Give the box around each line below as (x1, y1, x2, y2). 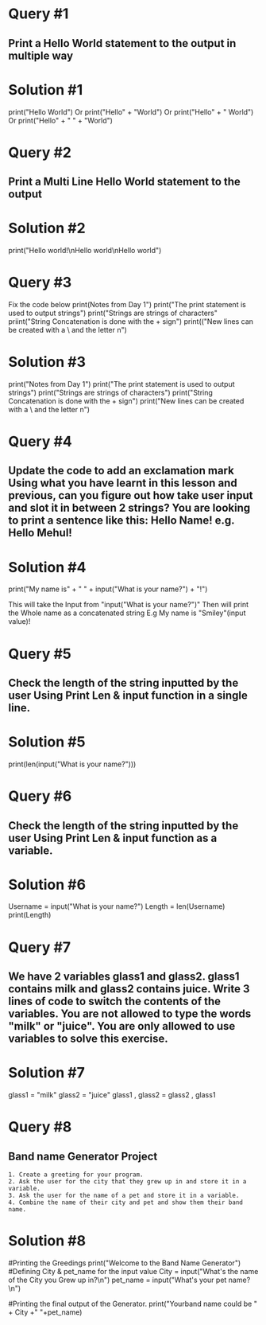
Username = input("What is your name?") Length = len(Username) (8, 902, 226, 911)
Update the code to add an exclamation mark (8, 464, 234, 477)
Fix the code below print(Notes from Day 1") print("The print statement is (8, 299, 246, 309)
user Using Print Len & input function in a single (8, 689, 249, 702)
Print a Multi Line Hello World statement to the (8, 175, 241, 189)
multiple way (8, 49, 74, 62)
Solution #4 (8, 558, 87, 576)
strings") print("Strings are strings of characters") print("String (8, 388, 213, 397)
